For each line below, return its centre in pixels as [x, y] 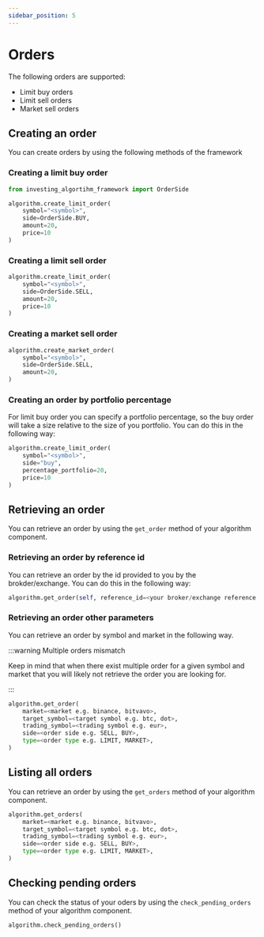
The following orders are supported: [67, 77]
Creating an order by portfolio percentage [90, 400]
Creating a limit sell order [57, 260]
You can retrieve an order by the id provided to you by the [102, 574]
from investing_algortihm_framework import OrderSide [99, 189]
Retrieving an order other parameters [81, 618]
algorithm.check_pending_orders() [65, 925]
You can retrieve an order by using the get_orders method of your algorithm [132, 792]
